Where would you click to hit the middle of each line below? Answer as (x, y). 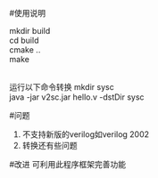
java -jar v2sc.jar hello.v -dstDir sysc (77, 97)
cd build (24, 40)
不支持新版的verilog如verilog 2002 (86, 134)
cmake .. (25, 50)
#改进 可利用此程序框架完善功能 (68, 164)
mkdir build (30, 31)
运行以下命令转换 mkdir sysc (62, 87)
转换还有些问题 (50, 146)
